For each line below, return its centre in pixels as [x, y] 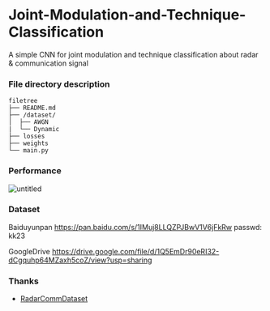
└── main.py [28, 151]
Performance [35, 171]
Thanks [24, 281]
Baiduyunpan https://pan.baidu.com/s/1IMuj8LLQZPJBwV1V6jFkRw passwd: [135, 227]
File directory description [59, 84]
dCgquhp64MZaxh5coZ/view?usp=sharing [80, 260]
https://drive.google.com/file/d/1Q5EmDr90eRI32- [135, 251]
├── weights [28, 143]
